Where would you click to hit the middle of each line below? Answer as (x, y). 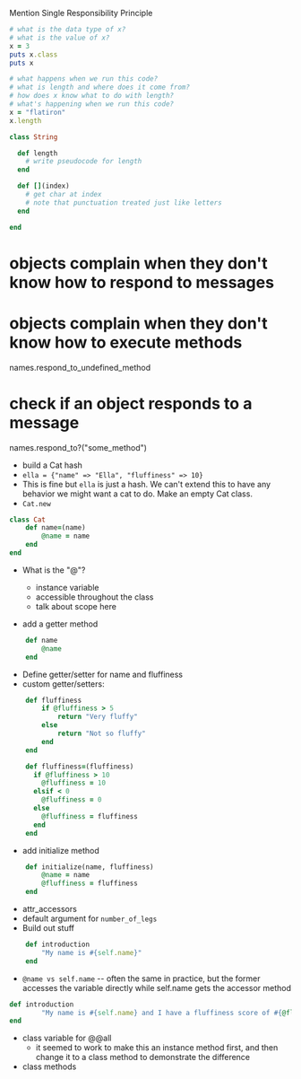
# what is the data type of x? (68, 30)
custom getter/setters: (63, 684)
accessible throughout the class (95, 597)
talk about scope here (76, 606)
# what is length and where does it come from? (100, 88)
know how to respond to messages (142, 282)
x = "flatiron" (38, 112)
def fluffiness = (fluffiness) (80, 767)
